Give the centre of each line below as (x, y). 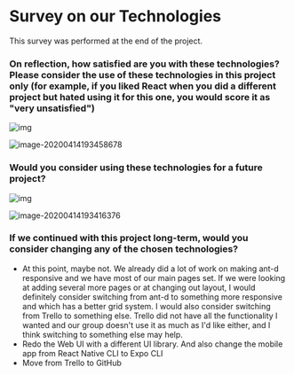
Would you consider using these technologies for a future (136, 168)
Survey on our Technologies (115, 16)
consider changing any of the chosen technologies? (123, 249)
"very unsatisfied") (52, 108)
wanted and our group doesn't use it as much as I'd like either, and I (146, 324)
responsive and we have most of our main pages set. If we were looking (154, 277)
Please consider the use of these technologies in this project (143, 74)
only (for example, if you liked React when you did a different (143, 86)
